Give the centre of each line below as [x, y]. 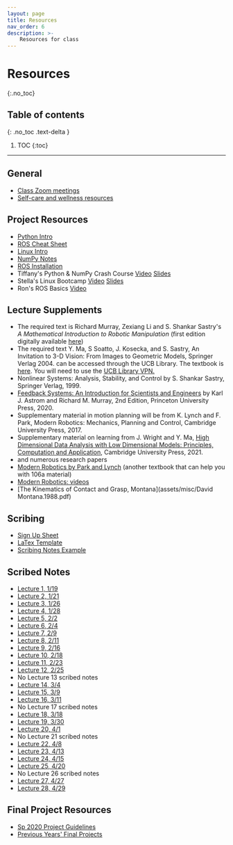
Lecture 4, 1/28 [39, 611]
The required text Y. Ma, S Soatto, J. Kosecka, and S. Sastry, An [108, 349]
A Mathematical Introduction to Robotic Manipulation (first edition [111, 334]
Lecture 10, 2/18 [40, 655]
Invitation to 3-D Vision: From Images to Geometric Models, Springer [115, 356]
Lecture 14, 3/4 [39, 684]
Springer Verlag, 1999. [49, 386]
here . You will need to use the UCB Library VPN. [86, 371]
